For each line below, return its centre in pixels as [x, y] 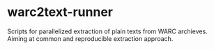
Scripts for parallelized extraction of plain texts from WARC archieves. [107, 31]
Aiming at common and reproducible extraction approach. [90, 38]
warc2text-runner [60, 12]
